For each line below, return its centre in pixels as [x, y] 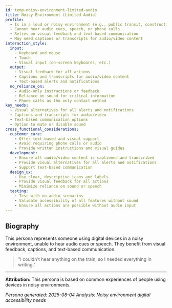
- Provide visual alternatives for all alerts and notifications [86, 162]
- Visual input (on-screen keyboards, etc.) [63, 63]
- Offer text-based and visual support [57, 139]
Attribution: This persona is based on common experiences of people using [86, 279]
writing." [27, 265]
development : [24, 153]
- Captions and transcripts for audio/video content [72, 77]
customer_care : [26, 134]
